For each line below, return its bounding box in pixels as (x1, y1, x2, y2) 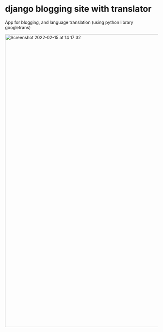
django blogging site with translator (5, 3, 152, 15)
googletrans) (5, 24, 31, 30)
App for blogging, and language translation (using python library (5, 19, 133, 25)
